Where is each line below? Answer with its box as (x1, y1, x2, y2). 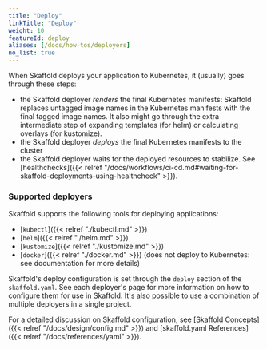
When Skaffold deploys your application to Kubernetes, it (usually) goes (8, 71, 245, 80)
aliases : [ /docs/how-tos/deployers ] (8, 42, 130, 50)
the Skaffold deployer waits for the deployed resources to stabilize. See (19, 154, 256, 164)
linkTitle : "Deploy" (8, 19, 78, 27)
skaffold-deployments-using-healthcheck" (19, 171, 161, 180)
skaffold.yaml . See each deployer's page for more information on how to (8, 283, 249, 292)
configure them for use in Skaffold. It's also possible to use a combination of (8, 291, 260, 300)
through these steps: (8, 79, 77, 89)
